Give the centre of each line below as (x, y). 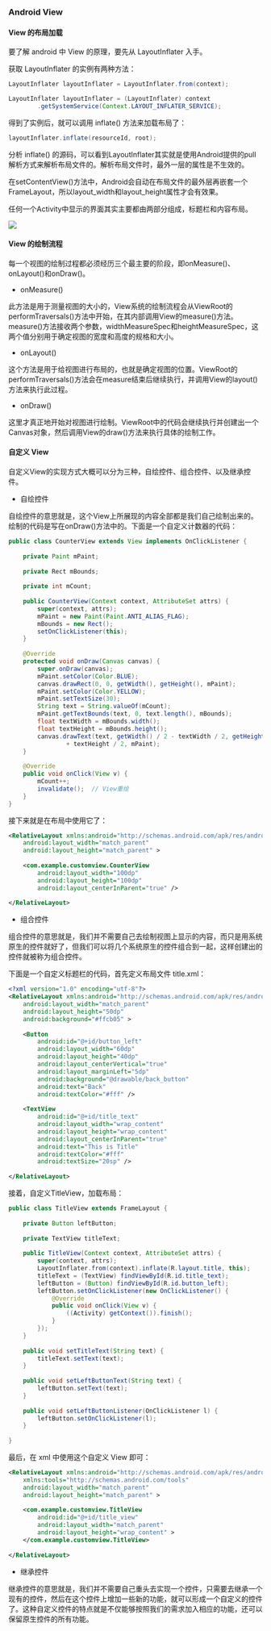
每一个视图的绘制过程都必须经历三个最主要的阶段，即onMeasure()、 (122, 263)
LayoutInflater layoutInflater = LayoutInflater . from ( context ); (119, 84)
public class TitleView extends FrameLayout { (88, 1208)
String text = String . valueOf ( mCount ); (104, 707)
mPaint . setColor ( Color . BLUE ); (88, 676)
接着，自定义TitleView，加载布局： (66, 1193)
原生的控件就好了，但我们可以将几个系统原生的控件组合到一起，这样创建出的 (135, 947)
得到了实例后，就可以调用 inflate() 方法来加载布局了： (98, 123)
